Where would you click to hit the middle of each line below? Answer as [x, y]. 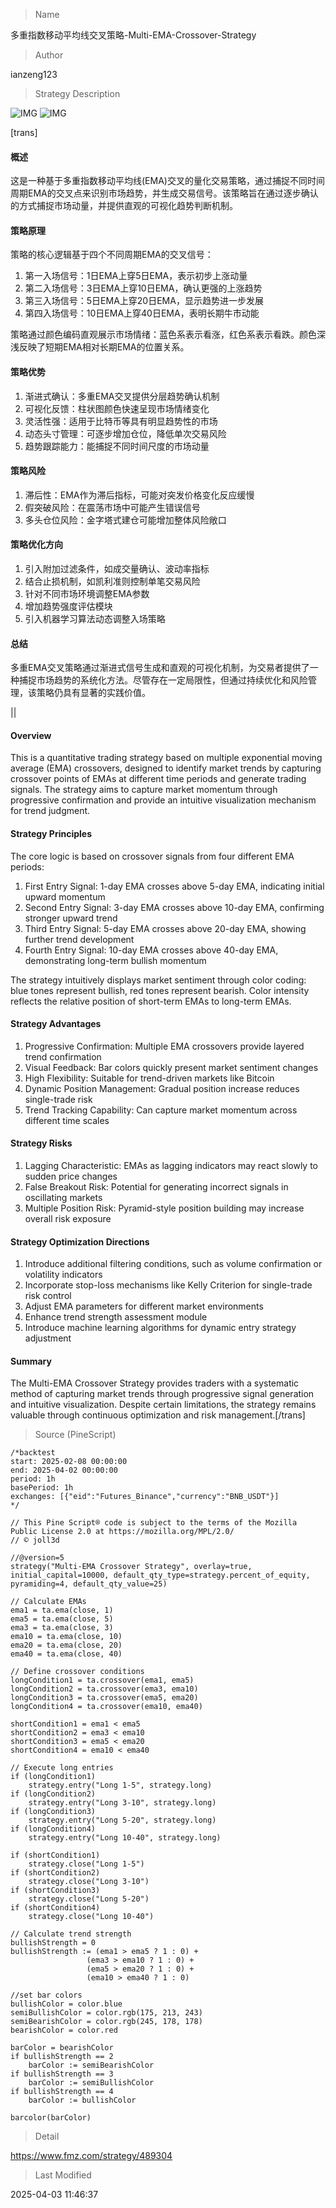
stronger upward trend [71, 918]
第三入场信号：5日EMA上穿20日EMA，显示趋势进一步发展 [144, 301]
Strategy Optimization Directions [80, 1241]
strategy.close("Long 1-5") [86, 1864]
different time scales [67, 1120]
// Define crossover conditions [77, 1672]
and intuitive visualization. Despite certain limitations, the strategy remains [163, 1405]
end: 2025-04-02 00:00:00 [64, 1470]
